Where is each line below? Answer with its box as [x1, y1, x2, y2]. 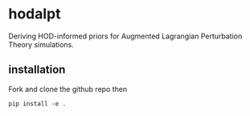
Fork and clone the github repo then [8, 84, 127, 94]
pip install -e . [8, 99, 67, 108]
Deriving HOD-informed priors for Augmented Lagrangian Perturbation [8, 31, 243, 41]
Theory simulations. [8, 39, 74, 49]
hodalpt [8, 5, 62, 23]
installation [8, 63, 66, 77]
